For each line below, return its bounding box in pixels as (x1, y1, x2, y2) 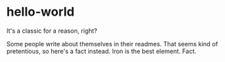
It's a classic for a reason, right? (6, 27, 98, 35)
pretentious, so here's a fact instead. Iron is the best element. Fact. (6, 47, 197, 55)
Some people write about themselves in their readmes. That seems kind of (6, 40, 218, 48)
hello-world (6, 4, 75, 20)
